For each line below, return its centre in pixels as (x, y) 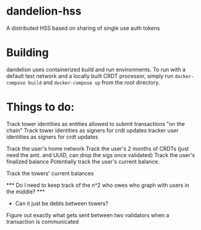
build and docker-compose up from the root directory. (94, 82)
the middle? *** (26, 191)
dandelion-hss (44, 11)
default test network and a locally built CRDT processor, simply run (90, 76)
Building (28, 53)
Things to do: (40, 107)
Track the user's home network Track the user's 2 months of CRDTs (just (98, 148)
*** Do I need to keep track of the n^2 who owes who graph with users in (98, 185)
